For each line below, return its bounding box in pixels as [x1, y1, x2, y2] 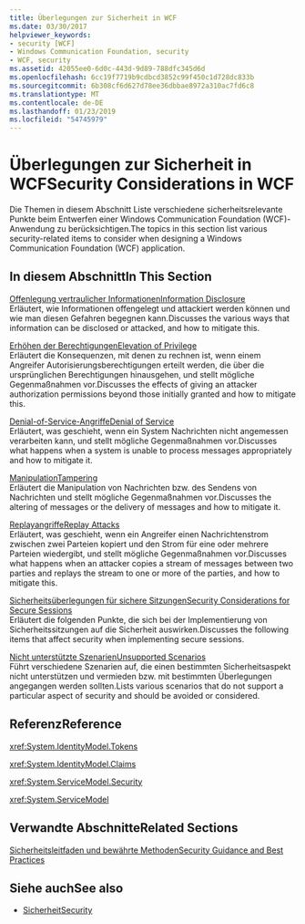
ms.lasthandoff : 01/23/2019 [9, 107, 117, 116]
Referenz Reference [9, 717, 123, 732]
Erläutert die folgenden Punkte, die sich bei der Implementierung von [9, 614, 269, 625]
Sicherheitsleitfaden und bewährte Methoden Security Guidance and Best [9, 845, 284, 856]
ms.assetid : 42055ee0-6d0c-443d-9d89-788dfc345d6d [9, 65, 206, 74]
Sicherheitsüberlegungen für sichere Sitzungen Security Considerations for [9, 595, 290, 606]
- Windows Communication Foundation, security [9, 47, 189, 57]
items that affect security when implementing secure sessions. [9, 633, 245, 644]
